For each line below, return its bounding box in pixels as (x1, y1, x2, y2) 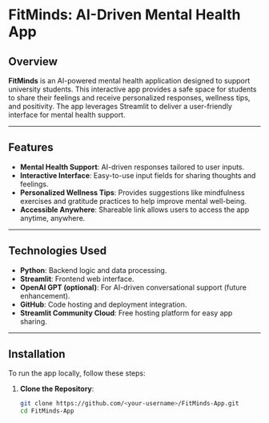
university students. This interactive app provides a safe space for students (8, 84, 257, 94)
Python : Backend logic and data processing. (19, 265, 167, 275)
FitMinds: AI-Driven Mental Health (8, 6, 241, 24)
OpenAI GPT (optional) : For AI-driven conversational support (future (19, 283, 247, 292)
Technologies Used (8, 244, 106, 258)
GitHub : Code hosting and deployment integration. (19, 299, 187, 309)
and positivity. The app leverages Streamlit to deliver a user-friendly (8, 102, 232, 111)
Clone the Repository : (19, 384, 94, 394)
